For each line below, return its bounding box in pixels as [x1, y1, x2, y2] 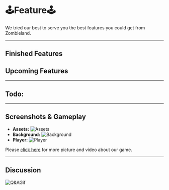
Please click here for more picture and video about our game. [5, 147, 132, 153]
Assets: [12, 126, 29, 132]
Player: [12, 136, 28, 142]
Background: [12, 131, 40, 137]
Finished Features [5, 50, 63, 58]
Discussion [5, 166, 41, 175]
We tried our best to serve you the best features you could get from [5, 24, 145, 31]
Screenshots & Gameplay [5, 113, 87, 121]
